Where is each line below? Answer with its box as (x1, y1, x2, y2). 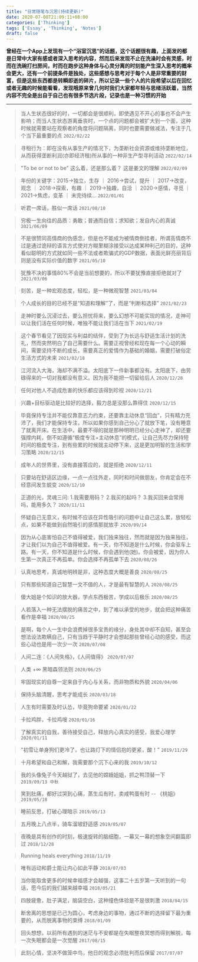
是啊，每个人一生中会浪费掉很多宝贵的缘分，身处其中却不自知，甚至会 (20, 626, 192, 633)
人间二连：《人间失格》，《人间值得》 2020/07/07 (20, 653, 134, 660)
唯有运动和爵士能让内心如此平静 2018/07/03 (20, 865, 127, 872)
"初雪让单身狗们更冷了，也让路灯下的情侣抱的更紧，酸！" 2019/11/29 (20, 746, 188, 754)
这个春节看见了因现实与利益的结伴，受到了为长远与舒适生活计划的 (20, 332, 181, 340)
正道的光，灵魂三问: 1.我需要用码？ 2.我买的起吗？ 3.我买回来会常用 (20, 494, 184, 501)
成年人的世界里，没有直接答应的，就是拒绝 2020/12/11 (20, 461, 152, 468)
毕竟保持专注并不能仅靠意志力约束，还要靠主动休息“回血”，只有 (20, 412, 176, 419)
